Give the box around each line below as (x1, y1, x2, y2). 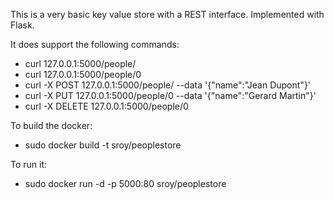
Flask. (10, 19, 35, 31)
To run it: (10, 159, 48, 170)
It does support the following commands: (10, 39, 180, 50)
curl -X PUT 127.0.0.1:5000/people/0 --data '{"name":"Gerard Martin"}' (24, 90, 317, 101)
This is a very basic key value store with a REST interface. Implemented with (10, 9, 325, 20)
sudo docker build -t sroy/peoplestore (24, 139, 182, 151)
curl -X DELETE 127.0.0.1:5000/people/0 (24, 100, 189, 112)
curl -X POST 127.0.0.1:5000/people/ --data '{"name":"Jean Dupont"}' (24, 79, 312, 91)
